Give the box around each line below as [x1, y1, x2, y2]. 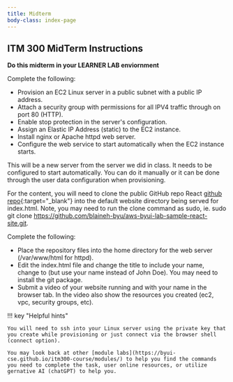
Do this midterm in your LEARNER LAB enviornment [7, 61, 159, 70]
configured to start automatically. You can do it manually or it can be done [7, 168, 220, 177]
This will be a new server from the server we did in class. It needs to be [7, 161, 213, 170]
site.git [7, 219, 27, 228]
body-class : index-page [7, 17, 77, 24]
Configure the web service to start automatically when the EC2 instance [17, 140, 225, 149]
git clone [7, 212, 33, 220]
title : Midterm [7, 10, 52, 17]
